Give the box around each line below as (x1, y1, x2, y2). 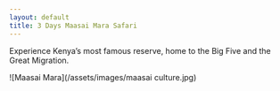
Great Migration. (9, 55, 70, 65)
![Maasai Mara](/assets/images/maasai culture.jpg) (9, 72, 197, 82)
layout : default (9, 12, 70, 22)
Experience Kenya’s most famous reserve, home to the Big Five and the (9, 45, 271, 56)
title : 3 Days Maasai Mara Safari (9, 21, 138, 30)
